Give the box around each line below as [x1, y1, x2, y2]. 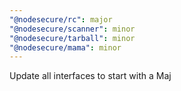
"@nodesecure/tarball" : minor [9, 33, 136, 43]
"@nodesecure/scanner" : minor [9, 24, 136, 34]
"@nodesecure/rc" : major [9, 14, 113, 25]
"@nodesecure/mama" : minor [9, 42, 122, 53]
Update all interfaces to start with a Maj [9, 70, 172, 82]
